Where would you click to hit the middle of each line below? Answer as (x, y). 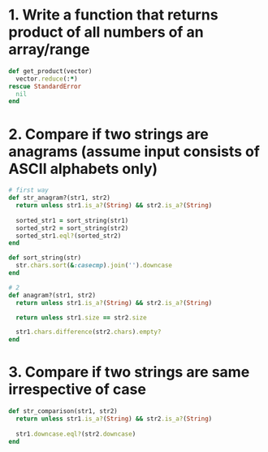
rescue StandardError (45, 86)
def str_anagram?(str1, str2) (60, 198)
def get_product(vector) (50, 71)
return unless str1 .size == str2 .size (82, 317)
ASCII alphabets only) (83, 169)
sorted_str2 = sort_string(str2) (72, 228)
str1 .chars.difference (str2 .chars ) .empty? (89, 332)
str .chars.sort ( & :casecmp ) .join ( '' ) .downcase (94, 266)
